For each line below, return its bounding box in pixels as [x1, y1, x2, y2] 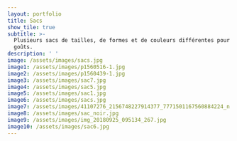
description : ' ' [7, 51, 59, 58]
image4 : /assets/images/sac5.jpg [7, 83, 106, 90]
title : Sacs [7, 17, 43, 24]
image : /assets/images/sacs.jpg [7, 57, 103, 64]
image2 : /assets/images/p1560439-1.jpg [7, 70, 126, 77]
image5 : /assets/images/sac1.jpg [7, 90, 106, 97]
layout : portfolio [7, 10, 62, 18]
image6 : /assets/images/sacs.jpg [7, 97, 106, 104]
